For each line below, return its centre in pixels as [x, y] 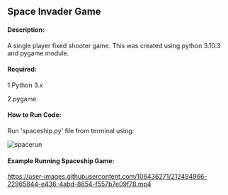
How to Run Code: [34, 115]
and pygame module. [38, 53]
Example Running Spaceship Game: [61, 161]
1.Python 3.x [25, 85]
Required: [22, 69]
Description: [26, 29]
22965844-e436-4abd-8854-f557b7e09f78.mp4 [79, 184]
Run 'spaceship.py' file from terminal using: [71, 131]
